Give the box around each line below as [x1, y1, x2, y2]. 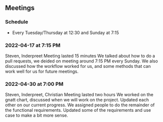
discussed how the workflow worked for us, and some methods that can [5, 63, 151, 69]
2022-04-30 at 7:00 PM [5, 81, 64, 87]
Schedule [5, 19, 28, 25]
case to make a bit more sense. [5, 112, 69, 119]
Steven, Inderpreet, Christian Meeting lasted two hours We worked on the [5, 92, 154, 98]
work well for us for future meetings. [5, 68, 79, 74]
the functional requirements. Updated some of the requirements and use [5, 107, 151, 113]
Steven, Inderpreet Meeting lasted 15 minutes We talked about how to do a [5, 53, 155, 59]
